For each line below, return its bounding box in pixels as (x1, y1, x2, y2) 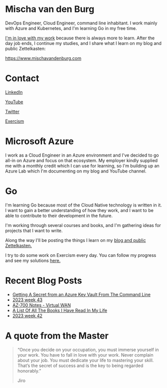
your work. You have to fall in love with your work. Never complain (17, 352, 154, 358)
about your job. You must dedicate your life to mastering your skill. (17, 357, 154, 363)
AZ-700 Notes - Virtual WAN (12, 302, 71, 308)
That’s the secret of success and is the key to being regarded (17, 363, 144, 369)
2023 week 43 (12, 297, 43, 303)
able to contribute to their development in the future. (5, 212, 113, 218)
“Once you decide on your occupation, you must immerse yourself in (17, 347, 159, 353)
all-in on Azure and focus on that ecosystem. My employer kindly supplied (5, 157, 158, 163)
